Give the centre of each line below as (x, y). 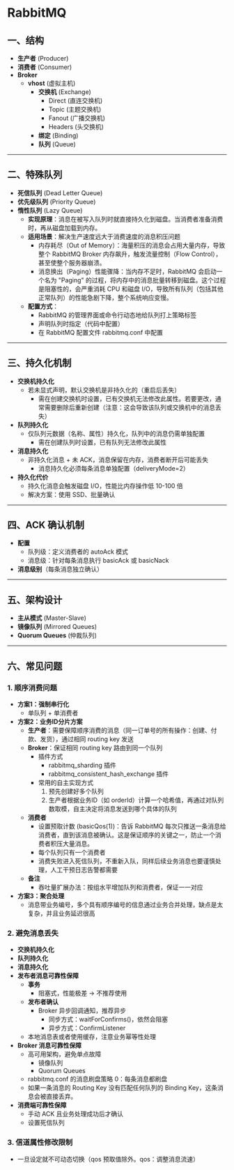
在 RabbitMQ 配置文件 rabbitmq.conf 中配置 (101, 332)
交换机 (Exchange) (65, 92)
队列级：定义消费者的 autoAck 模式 (78, 552)
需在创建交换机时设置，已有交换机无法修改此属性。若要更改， (127, 398)
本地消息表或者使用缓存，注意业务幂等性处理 (92, 1037)
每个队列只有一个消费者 (72, 852)
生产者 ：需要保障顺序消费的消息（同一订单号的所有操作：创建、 (119, 730)
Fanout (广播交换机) (77, 118)
